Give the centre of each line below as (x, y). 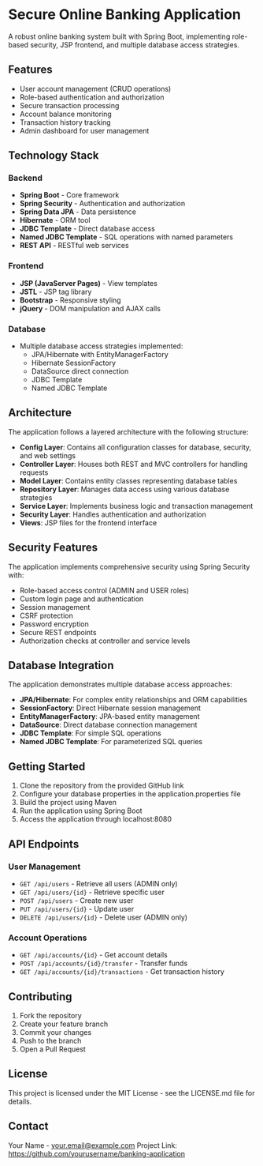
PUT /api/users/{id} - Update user (77, 908)
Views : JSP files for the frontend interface (88, 522)
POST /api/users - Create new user (76, 900)
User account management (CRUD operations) (95, 88)
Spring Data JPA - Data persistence (78, 212)
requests (34, 472)
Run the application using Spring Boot (81, 811)
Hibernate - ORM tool (55, 220)
